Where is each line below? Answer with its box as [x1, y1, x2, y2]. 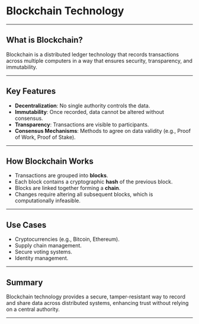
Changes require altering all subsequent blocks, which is [14, 191, 153, 198]
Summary [6, 277, 43, 287]
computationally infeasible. [14, 197, 81, 204]
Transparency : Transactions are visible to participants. [14, 120, 149, 128]
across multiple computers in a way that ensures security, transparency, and [6, 57, 192, 64]
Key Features [6, 86, 56, 96]
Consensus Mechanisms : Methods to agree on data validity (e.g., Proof [14, 127, 191, 134]
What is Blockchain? [6, 35, 83, 45]
